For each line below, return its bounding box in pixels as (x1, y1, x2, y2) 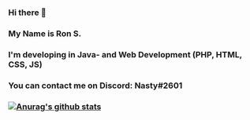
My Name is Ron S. (8, 27, 81, 38)
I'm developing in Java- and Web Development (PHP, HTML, (8, 49, 242, 60)
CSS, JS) (8, 59, 43, 70)
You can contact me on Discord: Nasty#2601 (8, 80, 183, 91)
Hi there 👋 (8, 7, 47, 18)
